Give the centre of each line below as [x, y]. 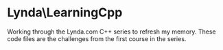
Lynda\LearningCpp [65, 13]
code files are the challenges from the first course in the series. [97, 38]
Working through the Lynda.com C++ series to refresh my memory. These [111, 32]
